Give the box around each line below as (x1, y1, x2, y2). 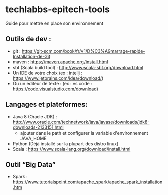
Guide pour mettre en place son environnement (5, 20, 104, 26)
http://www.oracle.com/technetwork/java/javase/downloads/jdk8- (12, 119, 150, 125)
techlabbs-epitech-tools (5, 4, 110, 15)
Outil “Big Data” (5, 160, 56, 169)
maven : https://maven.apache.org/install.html (12, 59, 108, 65)
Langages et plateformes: (5, 100, 88, 109)
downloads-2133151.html (12, 124, 64, 131)
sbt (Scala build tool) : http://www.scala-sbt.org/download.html (12, 64, 143, 70)
